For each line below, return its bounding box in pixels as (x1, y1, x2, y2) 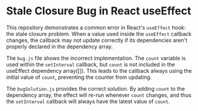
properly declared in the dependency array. (6, 43, 113, 50)
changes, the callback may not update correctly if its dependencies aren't (6, 36, 188, 44)
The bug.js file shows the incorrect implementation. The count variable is (6, 54, 186, 61)
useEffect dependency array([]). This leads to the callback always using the (6, 67, 192, 74)
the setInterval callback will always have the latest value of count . (6, 97, 170, 105)
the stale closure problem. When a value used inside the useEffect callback (6, 30, 192, 37)
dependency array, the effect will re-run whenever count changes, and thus (6, 91, 192, 98)
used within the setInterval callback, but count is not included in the (6, 61, 175, 68)
